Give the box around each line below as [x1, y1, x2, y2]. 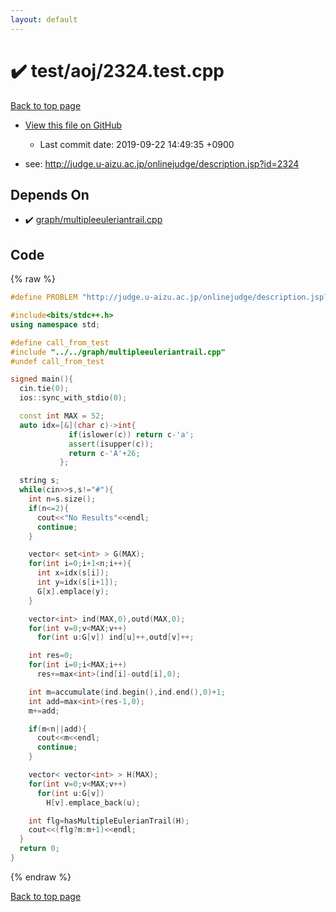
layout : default [10, 14, 78, 25]
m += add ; [28, 706, 60, 716]
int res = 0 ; [28, 651, 74, 661]
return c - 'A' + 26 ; [68, 448, 141, 458]
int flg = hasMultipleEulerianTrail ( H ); [28, 816, 190, 826]
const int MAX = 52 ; [19, 411, 105, 421]
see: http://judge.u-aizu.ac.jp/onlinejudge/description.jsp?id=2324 [24, 157, 300, 170]
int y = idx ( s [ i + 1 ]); [36, 577, 118, 588]
